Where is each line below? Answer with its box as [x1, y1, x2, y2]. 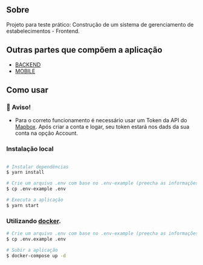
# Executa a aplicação [6, 197, 63, 203]
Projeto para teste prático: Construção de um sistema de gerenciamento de [6, 21, 194, 28]
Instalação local [6, 145, 54, 153]
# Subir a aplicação [6, 247, 59, 253]
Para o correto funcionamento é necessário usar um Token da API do [14, 117, 187, 124]
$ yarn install [6, 169, 45, 175]
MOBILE [14, 67, 36, 74]
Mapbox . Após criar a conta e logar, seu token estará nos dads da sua [14, 123, 190, 131]
